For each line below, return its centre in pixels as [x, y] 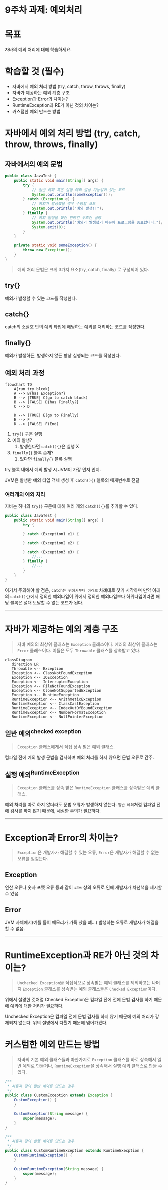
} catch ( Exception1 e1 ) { [51, 534]
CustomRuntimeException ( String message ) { [59, 1169]
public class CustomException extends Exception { [59, 1095]
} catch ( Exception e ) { [49, 199]
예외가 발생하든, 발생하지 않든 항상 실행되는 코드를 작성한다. [63, 356]
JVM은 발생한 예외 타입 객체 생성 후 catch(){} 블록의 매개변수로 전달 [72, 480]
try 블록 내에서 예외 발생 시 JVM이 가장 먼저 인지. [53, 470]
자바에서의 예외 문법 [34, 164]
